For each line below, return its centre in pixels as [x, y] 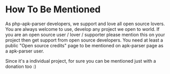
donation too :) [21, 66]
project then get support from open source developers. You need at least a [84, 40]
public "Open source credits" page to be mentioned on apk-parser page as [84, 45]
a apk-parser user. [25, 51]
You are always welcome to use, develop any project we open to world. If [82, 29]
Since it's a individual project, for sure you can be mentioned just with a [81, 61]
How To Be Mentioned [53, 10]
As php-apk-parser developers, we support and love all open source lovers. [85, 24]
